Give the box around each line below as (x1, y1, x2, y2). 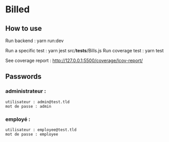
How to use (5, 24, 42, 33)
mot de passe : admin (5, 104, 52, 109)
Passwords (5, 72, 42, 81)
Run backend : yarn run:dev (5, 37, 64, 44)
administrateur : (5, 88, 46, 95)
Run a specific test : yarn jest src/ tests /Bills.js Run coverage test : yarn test (5, 48, 164, 53)
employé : (5, 115, 31, 123)
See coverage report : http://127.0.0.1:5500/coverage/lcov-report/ (5, 57, 143, 64)
